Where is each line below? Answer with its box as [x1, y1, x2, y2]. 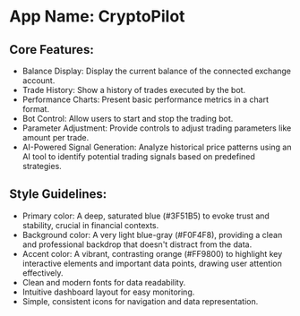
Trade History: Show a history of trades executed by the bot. [21, 85, 246, 95]
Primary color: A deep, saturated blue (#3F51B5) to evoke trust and [21, 210, 270, 221]
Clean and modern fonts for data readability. [21, 277, 186, 287]
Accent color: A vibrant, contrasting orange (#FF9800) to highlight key [21, 248, 283, 259]
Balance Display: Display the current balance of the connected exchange [21, 65, 292, 76]
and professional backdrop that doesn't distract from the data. [21, 239, 253, 250]
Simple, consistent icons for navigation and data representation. [21, 295, 259, 306]
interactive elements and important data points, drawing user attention [21, 258, 282, 269]
